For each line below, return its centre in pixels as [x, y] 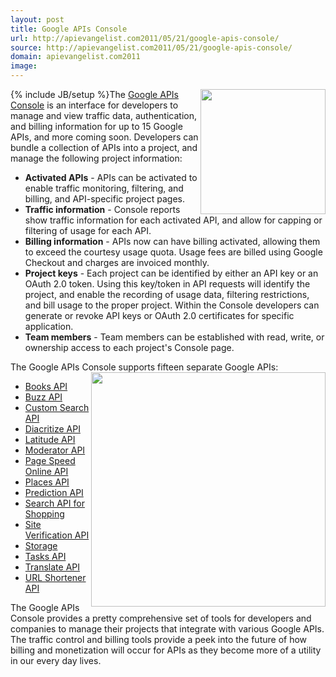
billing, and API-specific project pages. [105, 199]
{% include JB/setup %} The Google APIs [94, 94]
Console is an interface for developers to [94, 105]
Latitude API [50, 439]
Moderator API [55, 450]
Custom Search [57, 407]
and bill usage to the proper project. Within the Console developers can [172, 305]
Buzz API [43, 397]
